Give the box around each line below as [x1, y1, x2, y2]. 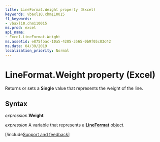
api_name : [5, 30, 26, 35]
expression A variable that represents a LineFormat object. [5, 122, 125, 128]
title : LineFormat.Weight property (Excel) [5, 7, 96, 12]
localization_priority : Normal [5, 48, 69, 53]
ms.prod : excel [5, 25, 36, 30]
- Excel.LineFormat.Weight [5, 35, 61, 40]
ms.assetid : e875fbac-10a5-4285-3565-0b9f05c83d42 [5, 39, 111, 44]
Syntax [5, 99, 28, 108]
